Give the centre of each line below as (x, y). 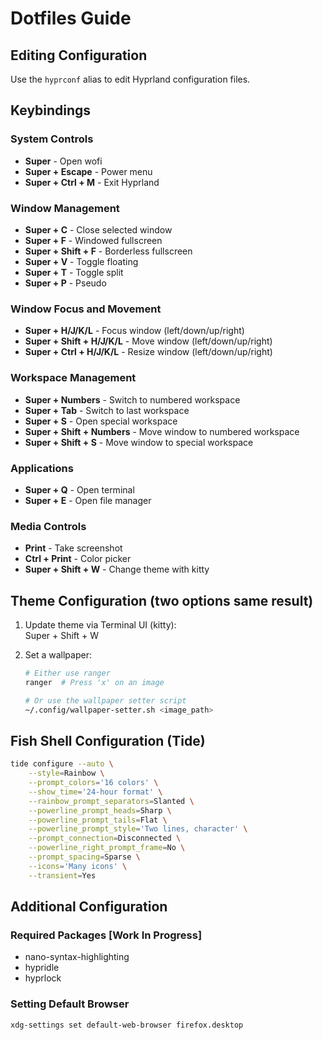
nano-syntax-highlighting (77, 957)
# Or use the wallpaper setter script (105, 700)
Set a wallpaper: (58, 654)
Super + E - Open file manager (88, 500)
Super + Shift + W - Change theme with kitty (117, 569)
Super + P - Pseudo (65, 283)
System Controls (52, 139)
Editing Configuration (79, 55)
